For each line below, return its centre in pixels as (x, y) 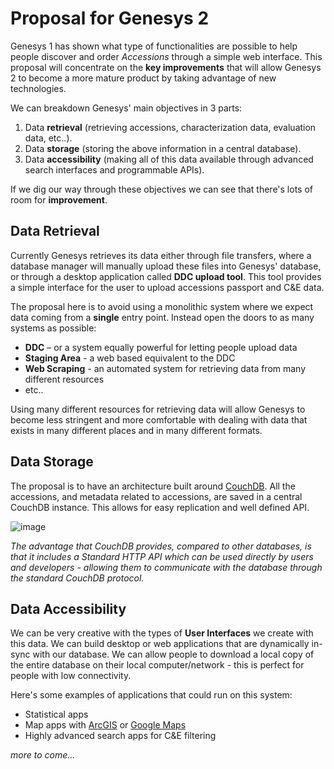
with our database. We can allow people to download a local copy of (173, 654)
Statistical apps (56, 714)
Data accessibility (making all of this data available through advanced (169, 159)
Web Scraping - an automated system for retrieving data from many (165, 368)
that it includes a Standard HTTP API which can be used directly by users (162, 556)
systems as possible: (53, 328)
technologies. (38, 88)
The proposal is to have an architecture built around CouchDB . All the (153, 486)
